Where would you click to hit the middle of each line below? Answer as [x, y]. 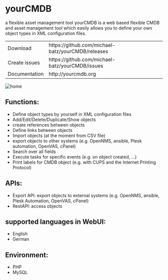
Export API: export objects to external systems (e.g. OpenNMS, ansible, [86, 195]
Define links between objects [42, 130]
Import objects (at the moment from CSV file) [59, 135]
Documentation [26, 74]
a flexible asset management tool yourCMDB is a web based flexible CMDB [82, 23]
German [21, 239]
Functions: [22, 102]
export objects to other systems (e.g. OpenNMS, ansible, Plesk [77, 141]
